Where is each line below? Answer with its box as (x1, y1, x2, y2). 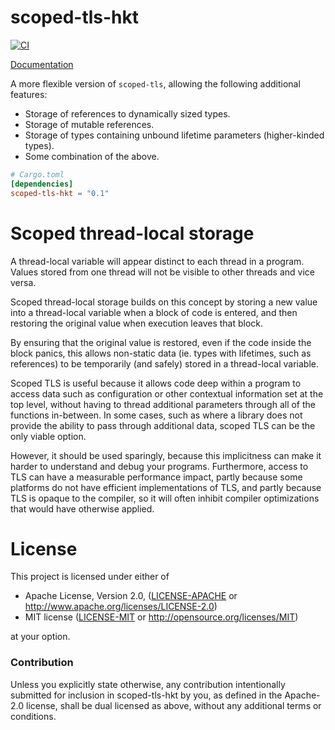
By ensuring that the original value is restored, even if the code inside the (10, 336, 312, 348)
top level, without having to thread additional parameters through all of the (10, 398, 317, 410)
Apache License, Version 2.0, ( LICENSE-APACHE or (24, 590, 238, 602)
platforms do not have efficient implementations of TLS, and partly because (10, 481, 322, 493)
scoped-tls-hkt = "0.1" (10, 188, 110, 198)
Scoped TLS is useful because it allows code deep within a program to (10, 377, 302, 389)
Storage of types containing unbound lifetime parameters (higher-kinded (24, 129, 325, 141)
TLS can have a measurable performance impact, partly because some (10, 471, 303, 483)
